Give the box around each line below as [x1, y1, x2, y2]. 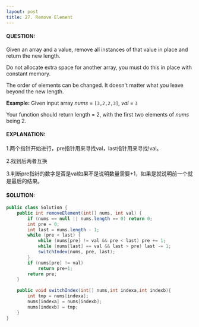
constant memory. [6, 70, 51, 77]
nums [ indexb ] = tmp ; [27, 304, 78, 310]
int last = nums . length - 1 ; [27, 227, 100, 232]
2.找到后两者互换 [6, 157, 48, 164]
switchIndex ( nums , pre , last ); [37, 249, 116, 255]
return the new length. [6, 52, 61, 59]
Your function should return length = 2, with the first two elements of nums [6, 111, 189, 118]
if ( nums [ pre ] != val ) [27, 260, 84, 266]
